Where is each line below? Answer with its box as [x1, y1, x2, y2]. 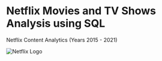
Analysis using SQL [6, 17, 106, 30]
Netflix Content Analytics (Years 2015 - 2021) [6, 36, 118, 43]
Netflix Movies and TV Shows [6, 4, 156, 18]
